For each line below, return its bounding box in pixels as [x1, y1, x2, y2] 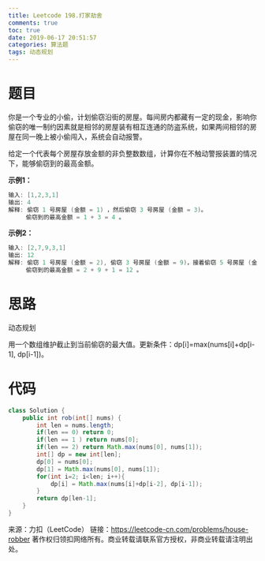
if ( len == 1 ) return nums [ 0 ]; [36, 436, 140, 444]
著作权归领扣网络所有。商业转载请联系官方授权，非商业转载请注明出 [31, 534, 253, 544]
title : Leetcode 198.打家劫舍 [8, 11, 103, 20]
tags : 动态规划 [8, 48, 54, 56]
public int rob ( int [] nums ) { [22, 413, 122, 422]
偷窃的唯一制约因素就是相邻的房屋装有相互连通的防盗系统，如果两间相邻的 [8, 122, 250, 131]
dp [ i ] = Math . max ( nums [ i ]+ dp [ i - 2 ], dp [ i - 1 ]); [50, 480, 203, 488]
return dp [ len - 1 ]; [36, 495, 97, 503]
